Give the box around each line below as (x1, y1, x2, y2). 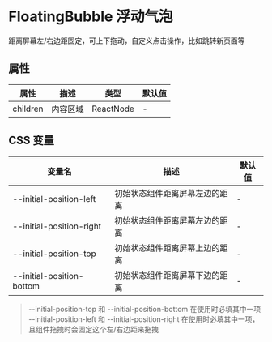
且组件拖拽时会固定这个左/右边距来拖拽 (28, 324, 159, 334)
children (12, 103, 44, 114)
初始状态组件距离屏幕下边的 (114, 269, 220, 280)
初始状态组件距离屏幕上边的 (114, 242, 220, 254)
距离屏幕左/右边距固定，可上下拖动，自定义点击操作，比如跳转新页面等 (8, 36, 245, 45)
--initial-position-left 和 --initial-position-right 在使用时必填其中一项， (28, 314, 260, 324)
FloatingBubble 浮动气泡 (8, 7, 173, 26)
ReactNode (91, 103, 135, 114)
